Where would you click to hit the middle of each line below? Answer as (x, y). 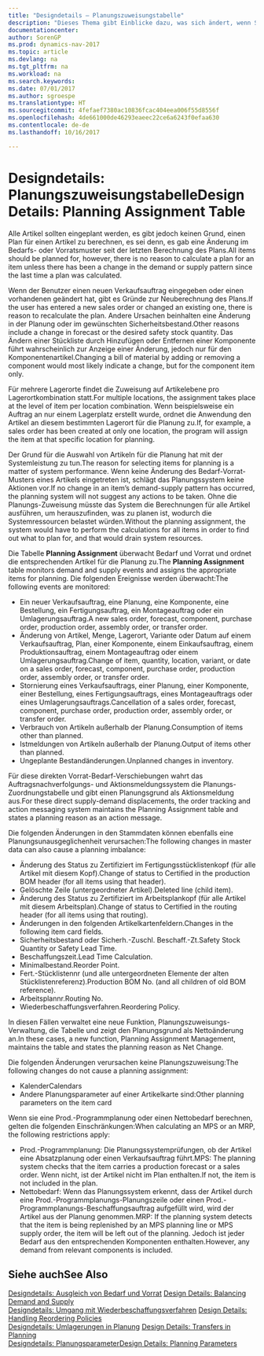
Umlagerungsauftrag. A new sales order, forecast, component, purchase (136, 619)
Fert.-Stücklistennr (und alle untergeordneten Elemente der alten (124, 973)
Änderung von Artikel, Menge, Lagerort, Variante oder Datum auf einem (135, 635)
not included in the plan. (59, 1183)
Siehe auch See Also (58, 1274)
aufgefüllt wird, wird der (195, 1208)
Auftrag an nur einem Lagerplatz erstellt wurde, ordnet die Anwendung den (130, 414)
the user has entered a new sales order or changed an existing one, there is (130, 307)
